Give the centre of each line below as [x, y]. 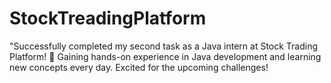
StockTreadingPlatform [108, 18]
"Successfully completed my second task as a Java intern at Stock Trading [164, 46]
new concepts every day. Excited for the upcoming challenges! [139, 67]
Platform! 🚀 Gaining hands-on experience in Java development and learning [165, 56]
